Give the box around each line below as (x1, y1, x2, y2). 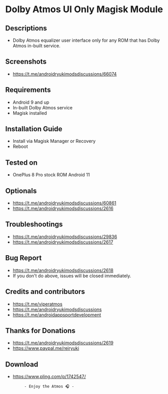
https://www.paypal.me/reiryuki (12, 345, 79, 351)
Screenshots (5, 57, 47, 66)
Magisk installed (12, 110, 47, 116)
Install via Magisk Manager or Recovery (12, 138, 96, 144)
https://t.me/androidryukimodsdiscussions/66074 (12, 71, 117, 77)
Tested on (5, 158, 38, 167)
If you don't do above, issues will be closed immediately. (12, 272, 131, 279)
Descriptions (5, 24, 47, 33)
